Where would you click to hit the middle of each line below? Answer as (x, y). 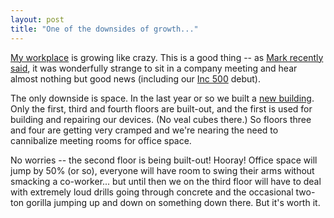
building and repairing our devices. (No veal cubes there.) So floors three (161, 119)
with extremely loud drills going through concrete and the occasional (152, 192)
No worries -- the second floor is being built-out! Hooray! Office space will (164, 160)
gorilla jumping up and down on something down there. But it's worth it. (173, 202)
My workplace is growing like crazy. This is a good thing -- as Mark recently (167, 57)
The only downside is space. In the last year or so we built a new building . (162, 98)
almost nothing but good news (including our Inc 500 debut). (136, 78)
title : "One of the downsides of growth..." (104, 29)
